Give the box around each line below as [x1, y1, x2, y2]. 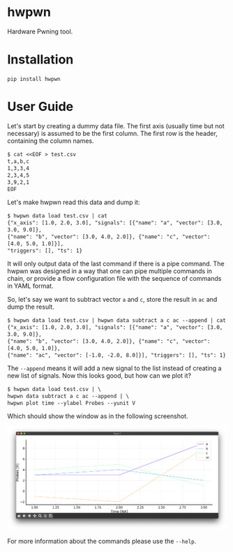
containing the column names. [7, 137, 94, 145]
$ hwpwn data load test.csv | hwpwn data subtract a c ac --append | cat [7, 316, 227, 324]
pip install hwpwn [7, 75, 61, 82]
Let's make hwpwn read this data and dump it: [7, 198, 140, 206]
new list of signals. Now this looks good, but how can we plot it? [7, 371, 192, 380]
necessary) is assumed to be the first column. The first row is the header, [7, 129, 218, 137]
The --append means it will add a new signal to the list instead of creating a [7, 364, 222, 372]
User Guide [7, 99, 74, 115]
